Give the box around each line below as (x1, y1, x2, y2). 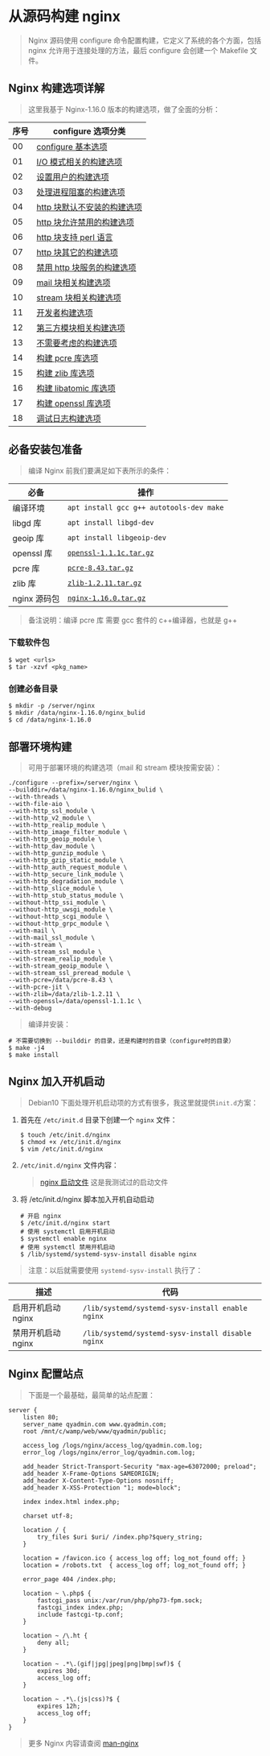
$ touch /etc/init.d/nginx (19, 1130, 111, 1139)
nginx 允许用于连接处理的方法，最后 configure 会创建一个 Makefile (27, 45, 249, 55)
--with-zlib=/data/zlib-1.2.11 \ (8, 990, 121, 998)
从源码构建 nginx (8, 7, 121, 26)
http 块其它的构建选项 (36, 246, 119, 258)
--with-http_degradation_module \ (8, 877, 125, 886)
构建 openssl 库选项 (36, 398, 111, 409)
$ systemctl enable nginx (19, 1234, 107, 1242)
